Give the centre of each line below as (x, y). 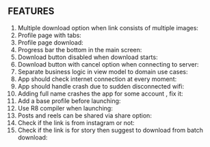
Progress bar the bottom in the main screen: (80, 49)
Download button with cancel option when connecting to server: (108, 64)
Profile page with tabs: (49, 35)
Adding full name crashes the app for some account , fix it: (100, 93)
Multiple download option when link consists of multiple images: (108, 27)
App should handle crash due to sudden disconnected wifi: (101, 86)
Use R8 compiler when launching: (65, 108)
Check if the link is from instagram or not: (76, 122)
